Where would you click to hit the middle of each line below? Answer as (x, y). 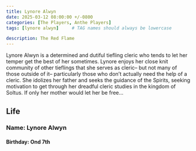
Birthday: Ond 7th (28, 142)
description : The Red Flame (40, 39)
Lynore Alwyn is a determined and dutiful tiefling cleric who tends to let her (97, 55)
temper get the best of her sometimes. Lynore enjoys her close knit (87, 62)
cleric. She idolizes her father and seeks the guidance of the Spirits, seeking (98, 80)
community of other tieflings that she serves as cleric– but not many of (92, 68)
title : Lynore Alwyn (31, 11)
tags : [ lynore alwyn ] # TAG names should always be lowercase (89, 28)
